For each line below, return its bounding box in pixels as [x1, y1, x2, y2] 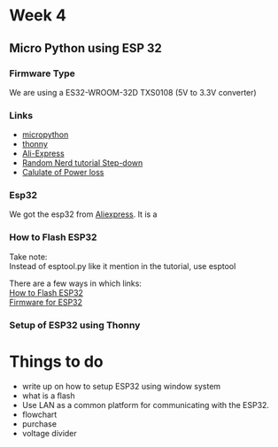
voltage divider [21, 428, 77, 438]
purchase [21, 418, 58, 429]
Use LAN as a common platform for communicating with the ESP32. [21, 399, 270, 410]
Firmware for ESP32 [9, 297, 82, 307]
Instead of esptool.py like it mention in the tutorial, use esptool [9, 260, 236, 271]
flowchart [21, 409, 58, 420]
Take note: [9, 251, 48, 262]
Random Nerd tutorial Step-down [21, 158, 143, 168]
